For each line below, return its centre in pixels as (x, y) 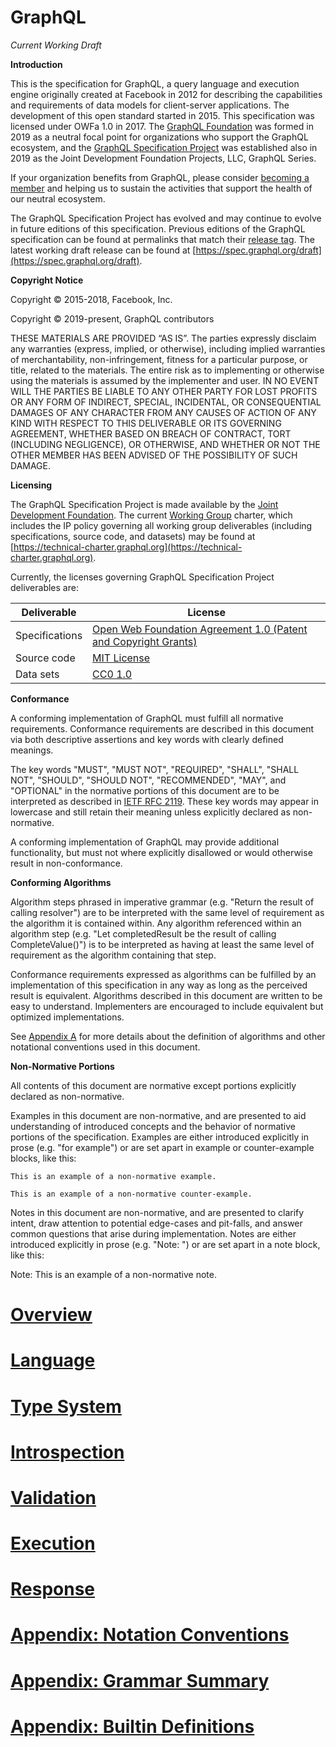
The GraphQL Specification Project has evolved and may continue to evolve (166, 218)
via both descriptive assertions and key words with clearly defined (147, 739)
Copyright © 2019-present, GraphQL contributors (112, 318)
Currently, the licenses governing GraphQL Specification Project (142, 577)
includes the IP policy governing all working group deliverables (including (161, 525)
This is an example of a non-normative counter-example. (131, 1194)
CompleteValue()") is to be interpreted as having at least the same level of (162, 944)
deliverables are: (44, 587)
